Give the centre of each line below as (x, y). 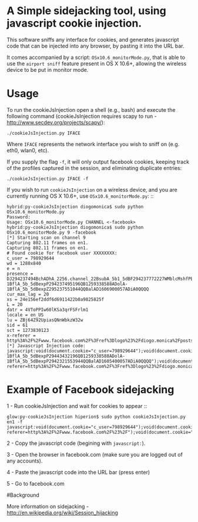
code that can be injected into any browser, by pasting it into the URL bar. (95, 46)
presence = (20, 274)
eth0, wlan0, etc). (28, 150)
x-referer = (21, 335)
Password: (19, 217)
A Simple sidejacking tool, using (86, 11)
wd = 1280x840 (24, 263)
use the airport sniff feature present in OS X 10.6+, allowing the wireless (97, 64)
